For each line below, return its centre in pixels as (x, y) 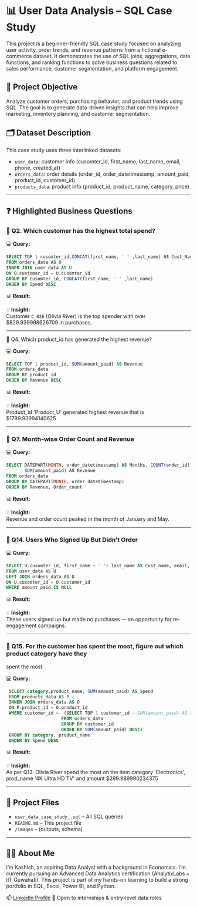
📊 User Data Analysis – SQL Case (89, 11)
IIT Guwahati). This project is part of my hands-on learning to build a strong (97, 880)
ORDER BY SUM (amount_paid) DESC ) (102, 729)
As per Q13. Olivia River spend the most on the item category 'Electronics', (96, 772)
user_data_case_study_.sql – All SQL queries (69, 816)
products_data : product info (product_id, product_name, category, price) (102, 186)
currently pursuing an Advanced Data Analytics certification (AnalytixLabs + (98, 873)
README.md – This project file (48, 823)
